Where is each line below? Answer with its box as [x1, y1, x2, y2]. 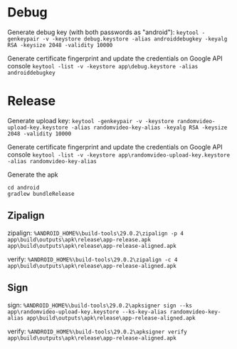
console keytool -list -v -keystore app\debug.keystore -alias [7, 61, 199, 70]
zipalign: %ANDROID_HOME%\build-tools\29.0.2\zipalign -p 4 [7, 229, 184, 237]
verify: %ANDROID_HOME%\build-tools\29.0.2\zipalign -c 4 [7, 254, 178, 264]
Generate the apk [7, 170, 58, 179]
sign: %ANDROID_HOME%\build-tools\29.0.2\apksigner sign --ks [7, 301, 193, 309]
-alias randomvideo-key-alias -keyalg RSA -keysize [70, 124, 228, 131]
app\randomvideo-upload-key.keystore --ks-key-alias [7, 308, 167, 316]
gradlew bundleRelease [7, 190, 75, 197]
